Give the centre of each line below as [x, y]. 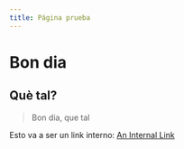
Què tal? [33, 96]
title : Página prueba [50, 18]
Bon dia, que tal [60, 117]
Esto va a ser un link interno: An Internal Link [92, 135]
